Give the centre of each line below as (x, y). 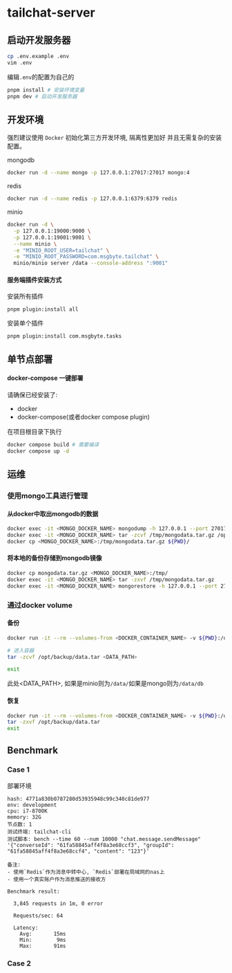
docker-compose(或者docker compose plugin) (84, 417)
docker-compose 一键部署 (46, 378)
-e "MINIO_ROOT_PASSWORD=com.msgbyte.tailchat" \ (86, 257)
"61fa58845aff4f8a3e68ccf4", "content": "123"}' (78, 851)
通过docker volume (40, 605)
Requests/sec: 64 (38, 916)
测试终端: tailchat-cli (39, 832)
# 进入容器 (21, 651)
